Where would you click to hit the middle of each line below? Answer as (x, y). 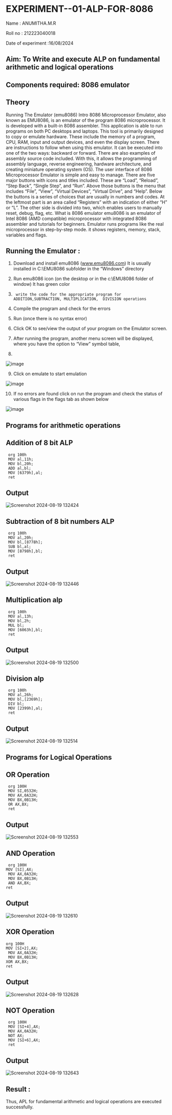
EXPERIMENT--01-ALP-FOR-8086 (80, 9)
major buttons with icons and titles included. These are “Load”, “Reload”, (82, 180)
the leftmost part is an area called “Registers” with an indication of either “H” (87, 202)
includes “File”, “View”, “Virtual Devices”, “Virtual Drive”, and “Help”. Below (84, 191)
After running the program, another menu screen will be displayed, (83, 339)
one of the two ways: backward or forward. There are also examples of (81, 153)
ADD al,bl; (19, 468)
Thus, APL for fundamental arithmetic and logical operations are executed (84, 1101)
